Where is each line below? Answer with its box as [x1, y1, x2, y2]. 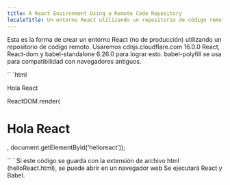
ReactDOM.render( [7, 97, 60, 105]
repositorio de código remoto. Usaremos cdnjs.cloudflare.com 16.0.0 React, [7, 42, 220, 51]
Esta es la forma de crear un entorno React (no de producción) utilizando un [7, 35, 222, 43]
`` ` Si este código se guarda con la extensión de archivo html [7, 157, 180, 165]
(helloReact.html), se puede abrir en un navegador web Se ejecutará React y [7, 164, 222, 172]
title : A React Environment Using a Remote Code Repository [7, 10, 183, 17]
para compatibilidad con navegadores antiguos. [7, 57, 142, 65]
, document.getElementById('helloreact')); [7, 143, 125, 151]
